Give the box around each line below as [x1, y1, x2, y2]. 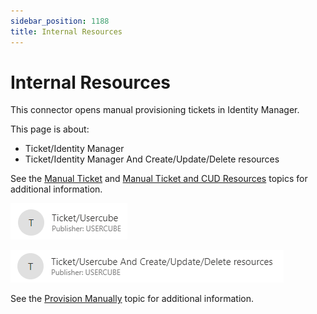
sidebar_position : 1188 [10, 16, 110, 26]
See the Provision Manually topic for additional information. [10, 293, 254, 305]
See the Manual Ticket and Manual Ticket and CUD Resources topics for [10, 173, 308, 185]
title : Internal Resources [10, 26, 123, 37]
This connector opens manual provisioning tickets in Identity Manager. [10, 104, 300, 116]
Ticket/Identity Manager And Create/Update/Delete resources [24, 153, 280, 165]
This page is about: [10, 123, 90, 135]
